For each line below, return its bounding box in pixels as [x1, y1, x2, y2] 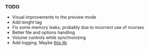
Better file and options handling [12, 30, 75, 36]
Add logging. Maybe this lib [12, 40, 67, 46]
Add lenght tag [12, 19, 42, 25]
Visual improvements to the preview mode [12, 14, 97, 20]
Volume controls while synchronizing [12, 35, 86, 40]
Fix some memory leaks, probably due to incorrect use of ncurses [12, 25, 144, 30]
